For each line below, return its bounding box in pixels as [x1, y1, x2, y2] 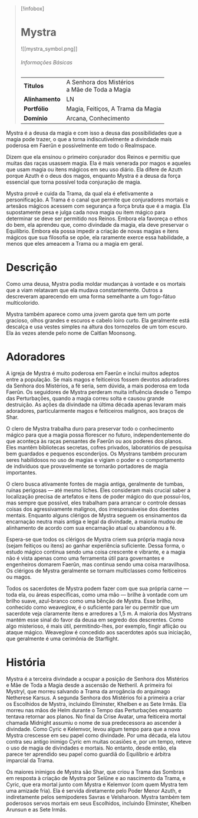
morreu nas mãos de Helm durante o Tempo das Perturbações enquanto [6, 706, 183, 713]
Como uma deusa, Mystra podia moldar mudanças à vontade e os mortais [6, 281, 186, 288]
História [6, 656, 46, 669]
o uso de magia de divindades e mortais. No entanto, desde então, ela [6, 744, 177, 751]
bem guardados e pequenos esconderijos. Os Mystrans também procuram [6, 450, 187, 457]
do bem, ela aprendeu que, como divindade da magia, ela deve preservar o [6, 221, 189, 229]
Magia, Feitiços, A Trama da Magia [66, 105, 162, 113]
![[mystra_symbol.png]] [20, 45, 78, 52]
